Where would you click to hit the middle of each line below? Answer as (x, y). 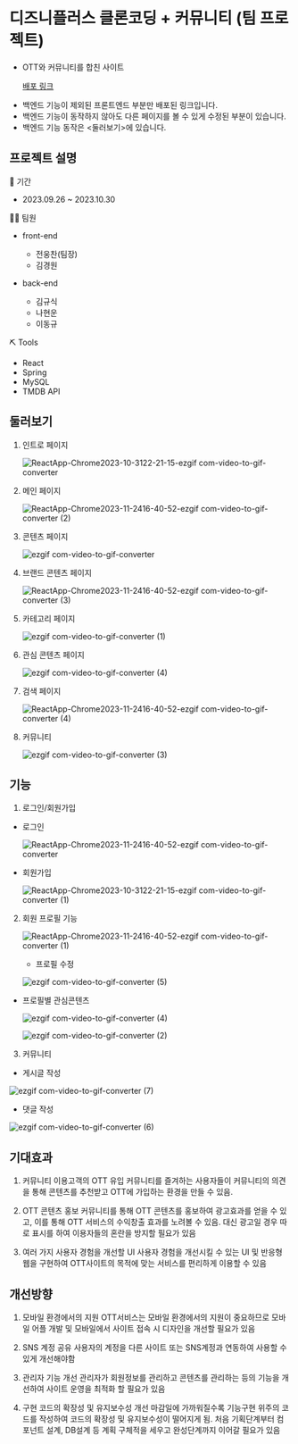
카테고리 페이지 (49, 618)
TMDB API (41, 391)
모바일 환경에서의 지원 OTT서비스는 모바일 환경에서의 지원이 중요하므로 (146, 1317)
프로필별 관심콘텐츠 (56, 1000)
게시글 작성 (41, 1073)
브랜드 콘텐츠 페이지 (57, 572)
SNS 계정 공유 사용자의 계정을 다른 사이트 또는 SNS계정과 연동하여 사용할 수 (154, 1348)
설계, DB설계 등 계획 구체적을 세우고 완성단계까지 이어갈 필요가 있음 (163, 1430)
